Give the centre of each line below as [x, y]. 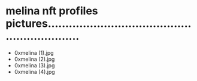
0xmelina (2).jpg [34, 59]
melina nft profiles [52, 11]
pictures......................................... [99, 24]
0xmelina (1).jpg [34, 52]
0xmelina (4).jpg [34, 71]
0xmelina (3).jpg [34, 65]
